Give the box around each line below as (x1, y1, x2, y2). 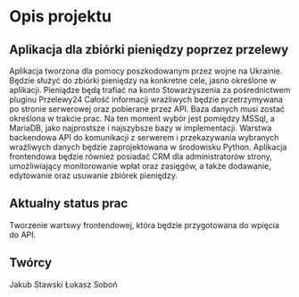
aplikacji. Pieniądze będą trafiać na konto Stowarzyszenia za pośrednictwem (9, 85, 291, 95)
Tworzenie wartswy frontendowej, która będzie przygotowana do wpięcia (9, 219, 279, 230)
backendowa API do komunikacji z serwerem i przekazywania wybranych (9, 132, 279, 142)
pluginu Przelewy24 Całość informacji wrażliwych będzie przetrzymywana (9, 94, 284, 105)
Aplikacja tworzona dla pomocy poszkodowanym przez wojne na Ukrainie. (9, 65, 283, 76)
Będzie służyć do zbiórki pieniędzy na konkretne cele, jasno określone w (9, 75, 277, 86)
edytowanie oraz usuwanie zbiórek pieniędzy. (9, 170, 179, 181)
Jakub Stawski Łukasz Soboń (9, 279, 118, 290)
